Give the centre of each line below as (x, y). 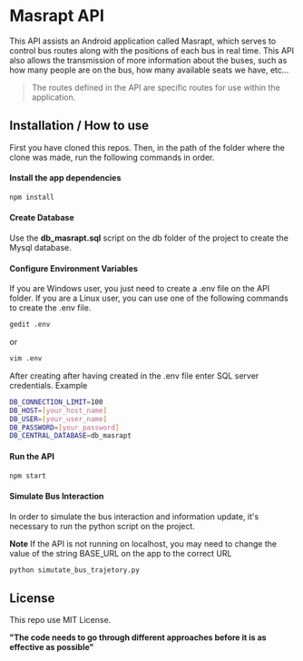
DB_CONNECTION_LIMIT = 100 (56, 402)
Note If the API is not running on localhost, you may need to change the (143, 543)
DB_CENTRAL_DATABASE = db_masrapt (70, 436)
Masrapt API (57, 16)
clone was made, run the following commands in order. (112, 157)
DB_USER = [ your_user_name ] (58, 419)
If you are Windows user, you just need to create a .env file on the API (140, 289)
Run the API (32, 456)
